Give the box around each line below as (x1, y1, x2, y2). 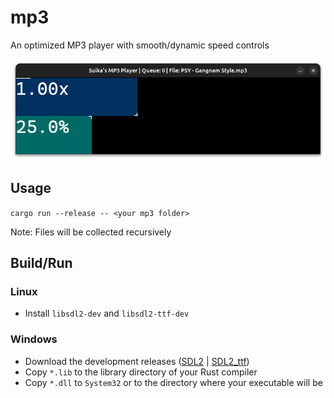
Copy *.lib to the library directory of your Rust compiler (24, 366, 258, 378)
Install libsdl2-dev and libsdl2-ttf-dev (24, 307, 190, 320)
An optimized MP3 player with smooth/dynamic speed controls (10, 39, 270, 51)
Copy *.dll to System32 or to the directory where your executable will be (24, 376, 323, 388)
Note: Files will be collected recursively (10, 226, 172, 238)
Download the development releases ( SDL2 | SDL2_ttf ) (24, 355, 250, 367)
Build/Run (10, 255, 73, 272)
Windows (10, 332, 58, 346)
